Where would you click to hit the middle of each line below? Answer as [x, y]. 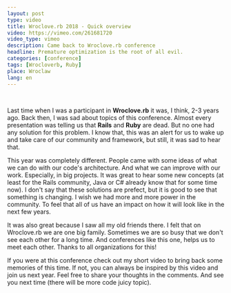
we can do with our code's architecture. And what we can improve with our [114, 168]
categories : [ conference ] [44, 59]
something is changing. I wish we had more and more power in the [102, 197]
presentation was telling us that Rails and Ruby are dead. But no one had [111, 125]
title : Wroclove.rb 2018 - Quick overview [69, 26]
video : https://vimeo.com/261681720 [60, 33]
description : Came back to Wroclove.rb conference [81, 46]
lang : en [20, 78]
